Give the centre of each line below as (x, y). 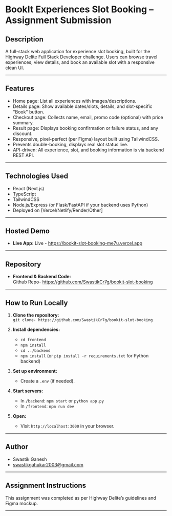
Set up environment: (35, 371)
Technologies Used (37, 176)
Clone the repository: (36, 315)
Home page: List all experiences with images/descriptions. (74, 101)
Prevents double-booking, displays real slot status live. (70, 144)
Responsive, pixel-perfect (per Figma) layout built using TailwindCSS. (86, 139)
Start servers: (28, 391)
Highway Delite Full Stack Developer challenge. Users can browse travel (81, 57)
